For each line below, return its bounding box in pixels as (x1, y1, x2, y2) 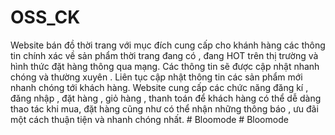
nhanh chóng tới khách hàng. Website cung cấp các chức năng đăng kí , (10, 81, 309, 93)
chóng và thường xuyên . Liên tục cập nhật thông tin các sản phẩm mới (10, 71, 303, 83)
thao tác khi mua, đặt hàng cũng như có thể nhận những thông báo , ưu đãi (10, 102, 319, 115)
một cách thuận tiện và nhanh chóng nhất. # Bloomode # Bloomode (10, 113, 289, 125)
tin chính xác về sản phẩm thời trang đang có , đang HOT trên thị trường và (10, 49, 319, 61)
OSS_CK (10, 6, 81, 29)
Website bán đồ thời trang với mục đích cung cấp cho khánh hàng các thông (10, 39, 326, 51)
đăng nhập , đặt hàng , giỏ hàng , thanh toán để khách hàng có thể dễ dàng (10, 92, 322, 104)
